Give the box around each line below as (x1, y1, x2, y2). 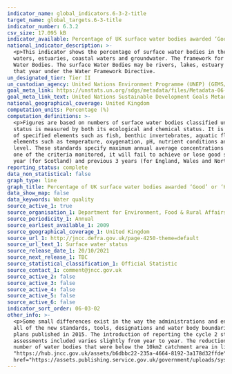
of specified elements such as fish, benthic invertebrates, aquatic (13, 132, 217, 139)
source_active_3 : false (7, 279, 76, 286)
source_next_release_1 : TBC (7, 254, 88, 261)
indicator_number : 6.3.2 (7, 23, 79, 30)
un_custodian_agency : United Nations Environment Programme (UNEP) (7, 81, 206, 88)
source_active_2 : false (7, 273, 76, 280)
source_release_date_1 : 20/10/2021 (7, 248, 110, 255)
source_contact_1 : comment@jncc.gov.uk (7, 266, 122, 273)
